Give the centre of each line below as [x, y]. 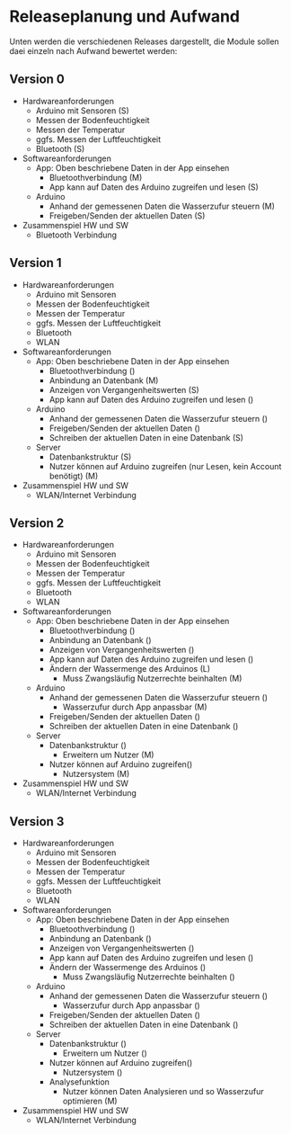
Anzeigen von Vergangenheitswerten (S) [124, 389]
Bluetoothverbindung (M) [96, 177]
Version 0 [37, 80]
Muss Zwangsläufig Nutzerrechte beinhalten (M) [152, 679]
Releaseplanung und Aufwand [125, 17]
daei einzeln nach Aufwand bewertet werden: [93, 50]
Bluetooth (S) [60, 148]
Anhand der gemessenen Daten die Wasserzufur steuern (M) [162, 206]
